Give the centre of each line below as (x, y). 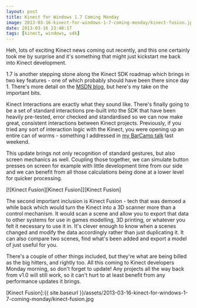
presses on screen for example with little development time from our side (94, 166)
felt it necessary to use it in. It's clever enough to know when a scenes (91, 226)
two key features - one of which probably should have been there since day (98, 81)
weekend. (18, 142)
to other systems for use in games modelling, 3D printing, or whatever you (96, 220)
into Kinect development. (36, 63)
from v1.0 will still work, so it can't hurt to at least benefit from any (86, 275)
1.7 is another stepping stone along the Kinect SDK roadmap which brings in (98, 74)
